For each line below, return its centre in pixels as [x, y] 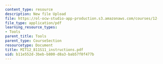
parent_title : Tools [26, 37]
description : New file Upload [36, 14]
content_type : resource [29, 9]
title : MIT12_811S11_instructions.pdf [44, 50]
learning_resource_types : [31, 27]
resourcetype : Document [29, 45]
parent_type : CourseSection [33, 41]
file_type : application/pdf [33, 23]
